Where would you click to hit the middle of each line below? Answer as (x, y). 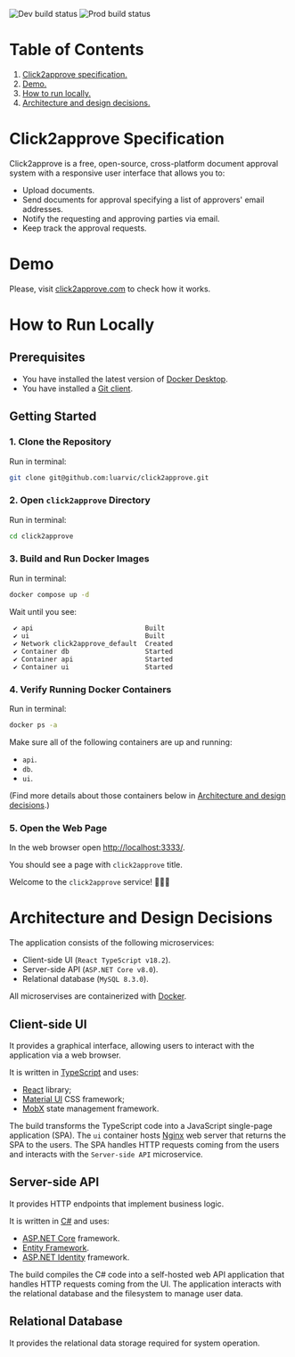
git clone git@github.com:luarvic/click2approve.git (109, 478)
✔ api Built (89, 628)
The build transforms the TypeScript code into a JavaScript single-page (141, 1125)
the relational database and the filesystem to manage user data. (126, 1293)
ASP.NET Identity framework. (76, 1257)
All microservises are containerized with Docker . (98, 996)
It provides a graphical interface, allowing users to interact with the (132, 1045)
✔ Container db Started (93, 651)
